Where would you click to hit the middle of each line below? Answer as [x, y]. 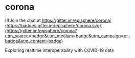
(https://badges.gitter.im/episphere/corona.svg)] [54, 25]
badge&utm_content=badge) [34, 41]
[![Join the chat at [23, 20]
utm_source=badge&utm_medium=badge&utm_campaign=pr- [67, 36]
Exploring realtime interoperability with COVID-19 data [59, 50]
